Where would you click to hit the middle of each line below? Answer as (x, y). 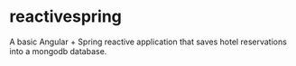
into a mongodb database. (58, 51)
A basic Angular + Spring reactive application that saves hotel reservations (148, 42)
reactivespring (65, 17)
